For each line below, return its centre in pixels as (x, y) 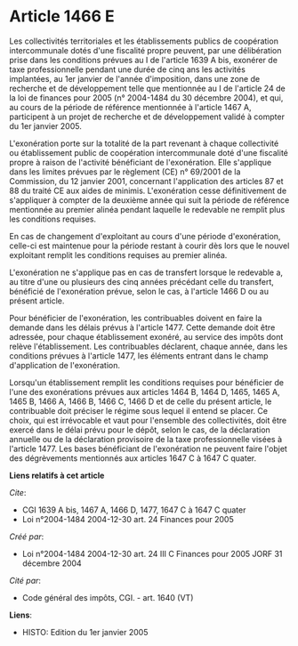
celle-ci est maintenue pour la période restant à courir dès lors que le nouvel (149, 246)
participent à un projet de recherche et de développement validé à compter (147, 117)
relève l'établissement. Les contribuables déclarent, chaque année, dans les (149, 346)
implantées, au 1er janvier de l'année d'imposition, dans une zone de (135, 78)
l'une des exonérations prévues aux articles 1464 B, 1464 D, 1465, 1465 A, (145, 392)
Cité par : (25, 580)
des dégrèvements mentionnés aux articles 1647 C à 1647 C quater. (133, 458)
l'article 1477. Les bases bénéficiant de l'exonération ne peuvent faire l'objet (148, 448)
